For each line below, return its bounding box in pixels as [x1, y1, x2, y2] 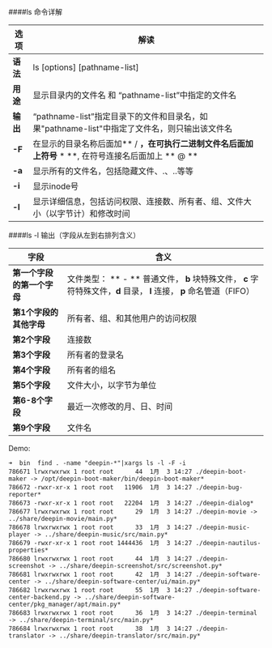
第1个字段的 [12, 307, 59, 318]
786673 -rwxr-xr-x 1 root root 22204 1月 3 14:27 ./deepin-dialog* [8, 499, 254, 507]
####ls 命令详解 [8, 7, 63, 16]
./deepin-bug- [195, 484, 243, 492]
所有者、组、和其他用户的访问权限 [67, 313, 198, 324]
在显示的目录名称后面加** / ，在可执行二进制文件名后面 [32, 139, 245, 149]
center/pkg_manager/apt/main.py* [8, 600, 121, 608]
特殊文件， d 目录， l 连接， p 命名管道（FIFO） [75, 286, 255, 296]
